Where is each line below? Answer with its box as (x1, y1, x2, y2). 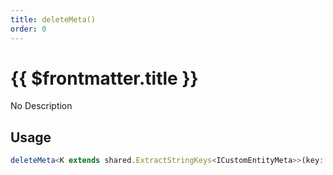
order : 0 (10, 24, 47, 34)
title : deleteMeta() (10, 14, 97, 25)
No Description (10, 100, 73, 112)
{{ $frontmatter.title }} (10, 67, 199, 90)
